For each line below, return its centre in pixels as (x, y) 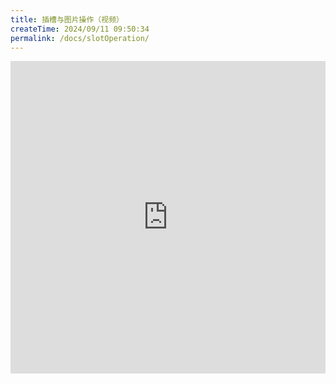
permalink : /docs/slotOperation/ (80, 38)
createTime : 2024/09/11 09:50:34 (80, 29)
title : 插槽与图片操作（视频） (67, 19)
